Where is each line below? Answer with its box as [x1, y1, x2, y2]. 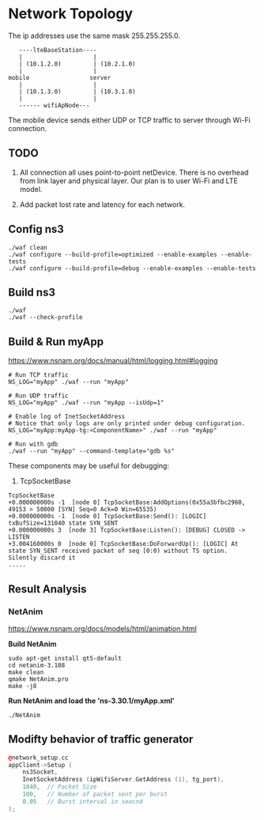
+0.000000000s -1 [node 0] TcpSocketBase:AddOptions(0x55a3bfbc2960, [8, 498, 246, 506]
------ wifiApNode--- [18, 101, 90, 109]
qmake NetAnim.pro [8, 675, 69, 683]
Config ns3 [8, 223, 65, 236]
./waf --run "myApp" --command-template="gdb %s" [8, 447, 175, 455]
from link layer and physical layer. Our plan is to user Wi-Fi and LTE [19, 175, 239, 186]
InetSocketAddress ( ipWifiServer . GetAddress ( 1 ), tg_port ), [22, 776, 224, 784]
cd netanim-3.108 [8, 661, 66, 669]
